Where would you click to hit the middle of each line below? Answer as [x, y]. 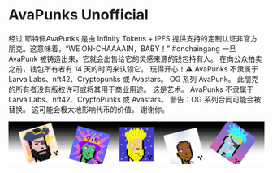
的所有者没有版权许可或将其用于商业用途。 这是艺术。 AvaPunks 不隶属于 [131, 89]
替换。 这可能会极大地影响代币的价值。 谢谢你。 [89, 109]
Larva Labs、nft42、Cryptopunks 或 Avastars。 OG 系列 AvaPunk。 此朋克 [133, 79]
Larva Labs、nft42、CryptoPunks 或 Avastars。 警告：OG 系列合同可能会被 [135, 99]
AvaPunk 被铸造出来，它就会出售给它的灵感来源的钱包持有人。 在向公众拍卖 [135, 58]
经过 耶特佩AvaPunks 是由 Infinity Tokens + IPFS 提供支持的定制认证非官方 [133, 38]
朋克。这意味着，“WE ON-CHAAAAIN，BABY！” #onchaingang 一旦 [123, 48]
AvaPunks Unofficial [78, 15]
